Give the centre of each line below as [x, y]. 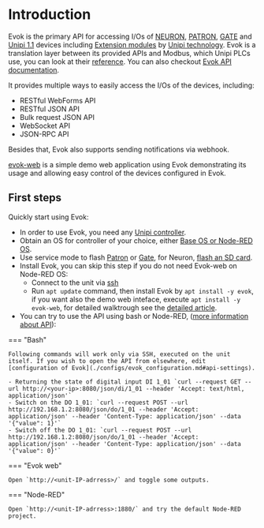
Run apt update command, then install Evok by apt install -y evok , [142, 290]
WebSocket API [45, 125]
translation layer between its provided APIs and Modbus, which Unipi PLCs [129, 53]
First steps [35, 198]
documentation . [34, 69]
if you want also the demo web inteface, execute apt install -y [136, 299]
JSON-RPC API [44, 134]
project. [22, 516]
